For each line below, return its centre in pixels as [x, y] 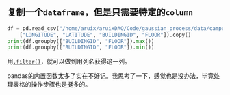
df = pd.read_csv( [33, 28]
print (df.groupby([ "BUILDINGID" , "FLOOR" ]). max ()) [81, 41]
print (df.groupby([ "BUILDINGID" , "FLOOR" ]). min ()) [81, 47]
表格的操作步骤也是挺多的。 [52, 85]
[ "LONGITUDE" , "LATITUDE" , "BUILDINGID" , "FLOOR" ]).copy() [105, 35]
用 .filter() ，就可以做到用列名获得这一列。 [69, 62]
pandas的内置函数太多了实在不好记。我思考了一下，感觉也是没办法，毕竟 [111, 76]
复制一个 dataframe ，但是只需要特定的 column [100, 12]
